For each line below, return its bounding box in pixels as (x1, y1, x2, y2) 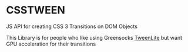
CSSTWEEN (6, 4, 66, 17)
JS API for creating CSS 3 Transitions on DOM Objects (6, 23, 138, 30)
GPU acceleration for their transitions (6, 40, 96, 47)
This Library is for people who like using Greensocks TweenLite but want (6, 34, 183, 41)
